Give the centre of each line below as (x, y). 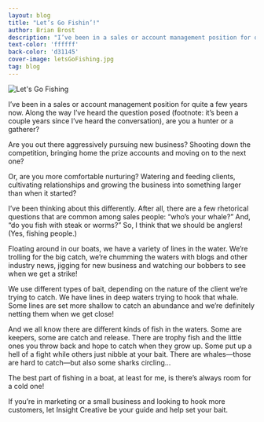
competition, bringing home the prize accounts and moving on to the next (127, 152)
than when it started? (42, 193)
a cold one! (26, 386)
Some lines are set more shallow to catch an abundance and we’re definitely (132, 305)
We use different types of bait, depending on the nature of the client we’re (128, 288)
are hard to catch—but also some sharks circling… (90, 362)
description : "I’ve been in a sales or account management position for (130, 37)
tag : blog (24, 67)
